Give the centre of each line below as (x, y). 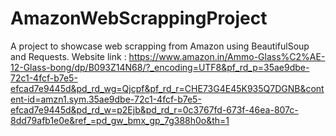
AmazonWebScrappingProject (139, 18)
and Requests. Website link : (68, 56)
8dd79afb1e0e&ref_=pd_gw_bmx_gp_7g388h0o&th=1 (120, 120)
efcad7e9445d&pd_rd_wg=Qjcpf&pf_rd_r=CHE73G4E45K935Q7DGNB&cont (167, 88)
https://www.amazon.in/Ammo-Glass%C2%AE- (227, 56)
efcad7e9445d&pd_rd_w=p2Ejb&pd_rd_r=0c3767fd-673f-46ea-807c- (154, 109)
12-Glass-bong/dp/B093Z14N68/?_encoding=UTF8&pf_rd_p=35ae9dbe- (160, 67)
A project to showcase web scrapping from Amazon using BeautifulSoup (160, 46)
